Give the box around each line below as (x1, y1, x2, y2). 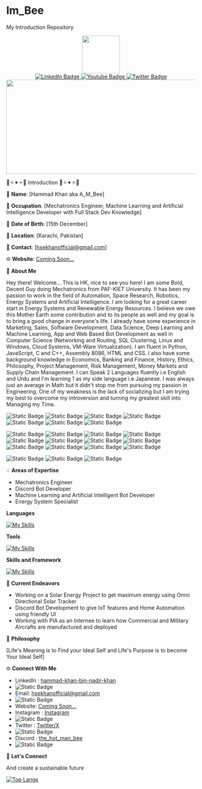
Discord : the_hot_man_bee (14, 734, 83, 741)
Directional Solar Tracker (14, 597, 77, 605)
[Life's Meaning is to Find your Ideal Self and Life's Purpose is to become (6, 646, 188, 654)
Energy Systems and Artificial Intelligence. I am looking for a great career (6, 298, 188, 305)
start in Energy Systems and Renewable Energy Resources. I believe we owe (6, 304, 195, 312)
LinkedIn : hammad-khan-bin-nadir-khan (14, 676, 116, 684)
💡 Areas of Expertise (6, 467, 59, 474)
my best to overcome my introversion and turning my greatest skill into (6, 394, 181, 401)
